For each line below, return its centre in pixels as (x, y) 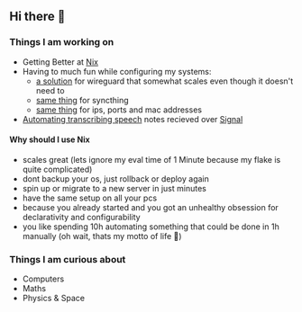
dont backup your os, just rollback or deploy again (115, 178)
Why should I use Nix (50, 139)
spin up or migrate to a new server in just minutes (114, 188)
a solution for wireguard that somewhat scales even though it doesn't (165, 81)
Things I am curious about (68, 259)
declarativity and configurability (82, 217)
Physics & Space (54, 299)
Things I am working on (62, 42)
